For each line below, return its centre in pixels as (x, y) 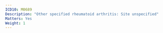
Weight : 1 (15, 23)
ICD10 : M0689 (19, 9)
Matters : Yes (19, 18)
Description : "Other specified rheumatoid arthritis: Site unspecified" (82, 14)
